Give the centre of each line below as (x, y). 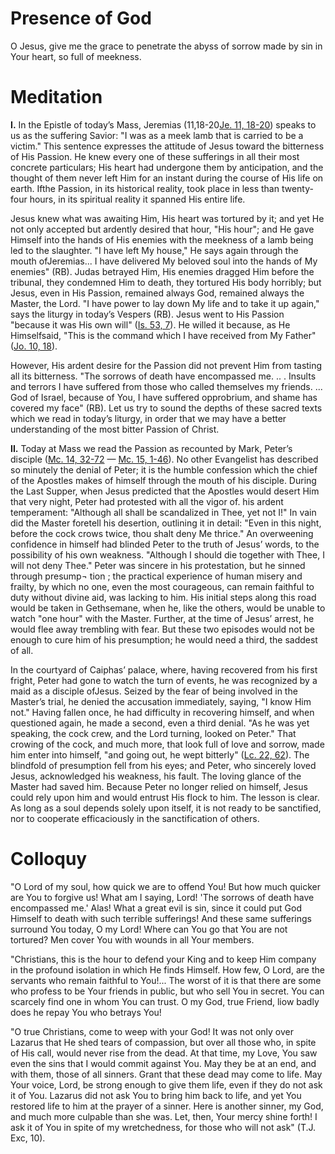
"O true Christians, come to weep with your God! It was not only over (152, 1031)
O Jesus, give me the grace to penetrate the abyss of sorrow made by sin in (166, 46)
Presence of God (81, 18)
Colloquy (49, 859)
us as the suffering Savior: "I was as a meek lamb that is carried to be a (157, 135)
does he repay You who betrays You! (86, 1012)
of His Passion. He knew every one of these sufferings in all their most (155, 156)
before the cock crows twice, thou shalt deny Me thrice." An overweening (162, 533)
